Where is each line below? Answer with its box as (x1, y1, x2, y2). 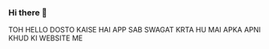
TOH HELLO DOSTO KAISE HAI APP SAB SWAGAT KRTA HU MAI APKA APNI (8, 25, 261, 35)
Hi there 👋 (8, 7, 48, 18)
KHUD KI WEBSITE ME (8, 33, 83, 43)
